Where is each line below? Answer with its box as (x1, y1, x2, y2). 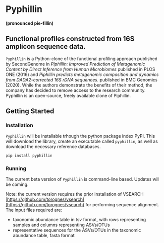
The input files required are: (5, 207, 62, 213)
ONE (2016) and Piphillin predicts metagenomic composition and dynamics (5, 71, 159, 78)
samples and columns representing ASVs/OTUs (12, 222, 110, 228)
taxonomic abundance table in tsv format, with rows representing (12, 217, 146, 223)
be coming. (5, 181, 29, 187)
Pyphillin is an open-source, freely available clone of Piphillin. (5, 92, 131, 98)
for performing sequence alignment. (85, 202, 160, 208)
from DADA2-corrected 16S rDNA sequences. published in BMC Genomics (5, 77, 158, 82)
